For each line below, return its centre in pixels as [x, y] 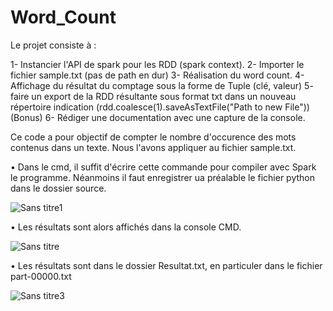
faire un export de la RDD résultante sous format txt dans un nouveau [153, 96]
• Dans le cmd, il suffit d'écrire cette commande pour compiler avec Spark [163, 167]
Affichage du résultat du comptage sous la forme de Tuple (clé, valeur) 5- [162, 85]
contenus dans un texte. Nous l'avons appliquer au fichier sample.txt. [153, 147]
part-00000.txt [41, 276]
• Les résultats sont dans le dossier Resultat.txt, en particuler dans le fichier [166, 265]
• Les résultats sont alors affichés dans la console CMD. [126, 227]
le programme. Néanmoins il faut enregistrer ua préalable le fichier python [162, 177]
